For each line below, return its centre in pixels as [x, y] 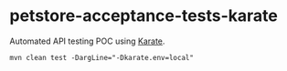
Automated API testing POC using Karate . [87, 41]
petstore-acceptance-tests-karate [144, 16]
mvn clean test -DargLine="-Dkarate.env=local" [102, 57]
